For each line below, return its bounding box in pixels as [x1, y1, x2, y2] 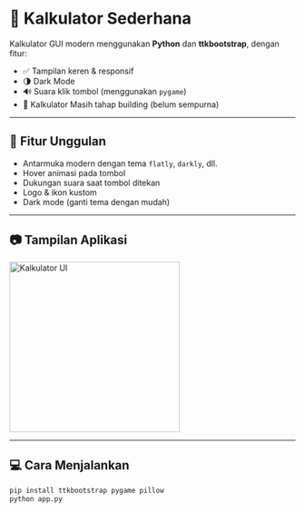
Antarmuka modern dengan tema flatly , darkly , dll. [22, 158, 218, 169]
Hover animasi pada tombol [22, 167, 126, 178]
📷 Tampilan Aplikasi [9, 232, 128, 248]
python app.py [9, 495, 64, 504]
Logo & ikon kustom [22, 186, 97, 198]
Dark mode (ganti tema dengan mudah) [22, 196, 171, 207]
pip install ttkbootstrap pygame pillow [9, 486, 165, 496]
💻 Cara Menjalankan [9, 458, 130, 473]
